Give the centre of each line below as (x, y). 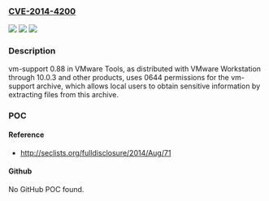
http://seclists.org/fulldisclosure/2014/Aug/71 (95, 152)
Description (32, 51)
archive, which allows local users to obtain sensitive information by (148, 86)
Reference (26, 135)
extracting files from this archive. (64, 94)
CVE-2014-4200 (42, 11)
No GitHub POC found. (46, 189)
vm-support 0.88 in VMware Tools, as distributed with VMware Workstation (135, 68)
